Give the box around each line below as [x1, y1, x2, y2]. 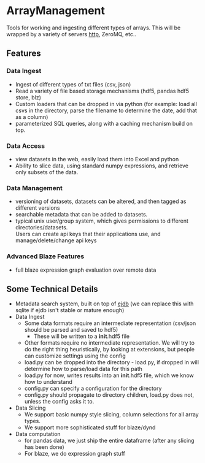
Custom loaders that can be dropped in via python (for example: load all [15, 100, 198, 107]
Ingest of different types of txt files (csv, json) [15, 80, 131, 88]
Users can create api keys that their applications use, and [15, 231, 161, 238]
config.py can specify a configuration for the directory [24, 385, 162, 392]
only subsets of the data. [15, 168, 79, 175]
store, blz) [15, 93, 41, 101]
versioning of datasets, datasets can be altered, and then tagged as [15, 197, 187, 205]
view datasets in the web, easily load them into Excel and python [15, 155, 179, 163]
